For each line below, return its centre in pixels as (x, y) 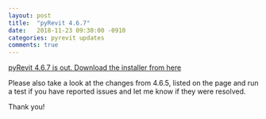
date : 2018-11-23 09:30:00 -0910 (67, 30)
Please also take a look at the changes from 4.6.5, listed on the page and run (133, 83)
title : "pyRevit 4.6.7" (49, 23)
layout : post (30, 15)
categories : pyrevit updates (56, 38)
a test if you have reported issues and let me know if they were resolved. (127, 91)
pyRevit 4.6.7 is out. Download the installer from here (95, 67)
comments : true (33, 45)
